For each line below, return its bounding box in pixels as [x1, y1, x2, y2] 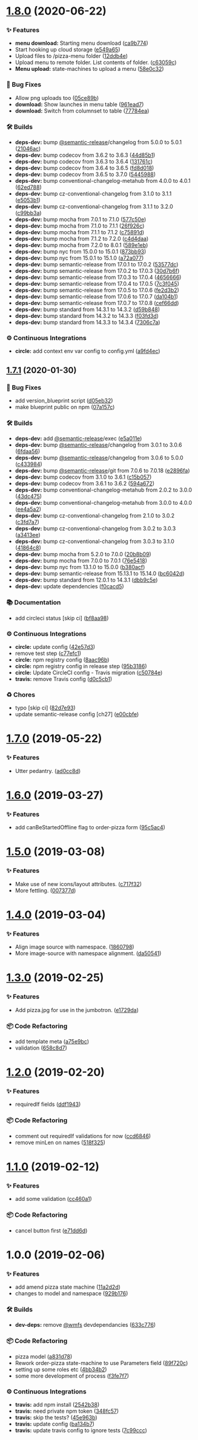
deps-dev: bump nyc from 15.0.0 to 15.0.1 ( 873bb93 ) [15, 248, 147, 255]
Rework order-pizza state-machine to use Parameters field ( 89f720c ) [15, 1359, 188, 1366]
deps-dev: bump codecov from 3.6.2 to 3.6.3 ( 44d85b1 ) [15, 151, 156, 159]
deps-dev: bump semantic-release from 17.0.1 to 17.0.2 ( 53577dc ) [15, 261, 179, 268]
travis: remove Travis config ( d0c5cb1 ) [15, 675, 113, 682]
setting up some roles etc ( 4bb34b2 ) [15, 1366, 107, 1373]
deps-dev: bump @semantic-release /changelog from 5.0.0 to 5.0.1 [15, 139, 182, 146]
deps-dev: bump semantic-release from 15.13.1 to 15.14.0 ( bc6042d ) [15, 570, 185, 577]
